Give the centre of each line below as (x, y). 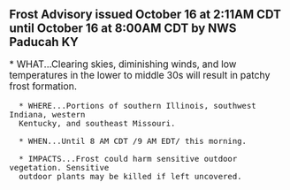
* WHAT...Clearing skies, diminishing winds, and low (123, 64)
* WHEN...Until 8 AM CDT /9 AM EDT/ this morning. (133, 141)
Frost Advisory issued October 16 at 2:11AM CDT (145, 15)
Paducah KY (44, 42)
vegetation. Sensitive (59, 167)
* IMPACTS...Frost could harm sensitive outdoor (128, 159)
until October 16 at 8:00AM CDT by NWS (123, 29)
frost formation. (43, 86)
